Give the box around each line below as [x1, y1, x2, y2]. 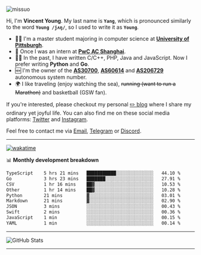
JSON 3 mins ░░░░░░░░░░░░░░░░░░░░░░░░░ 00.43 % [6, 204, 181, 210]
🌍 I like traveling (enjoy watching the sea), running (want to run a [14, 81, 176, 87]
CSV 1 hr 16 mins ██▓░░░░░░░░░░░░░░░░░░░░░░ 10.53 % [6, 181, 181, 188]
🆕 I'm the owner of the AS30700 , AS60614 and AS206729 [14, 67, 164, 74]
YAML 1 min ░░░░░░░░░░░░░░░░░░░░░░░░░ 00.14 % [6, 220, 181, 226]
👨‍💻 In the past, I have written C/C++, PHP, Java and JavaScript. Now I [14, 54, 188, 61]
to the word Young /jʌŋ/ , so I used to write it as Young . [6, 24, 139, 30]
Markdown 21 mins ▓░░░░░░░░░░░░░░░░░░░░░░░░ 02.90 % [6, 198, 181, 204]
